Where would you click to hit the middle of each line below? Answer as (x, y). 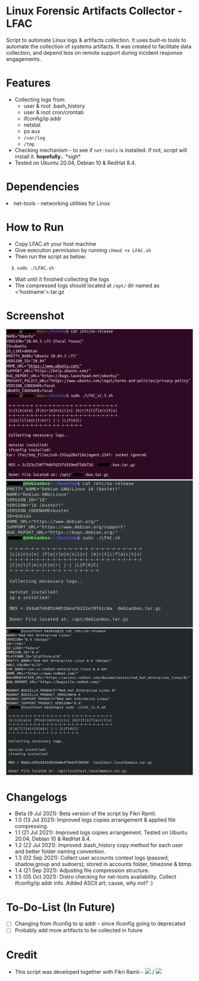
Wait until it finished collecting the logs (62, 279)
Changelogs (37, 797)
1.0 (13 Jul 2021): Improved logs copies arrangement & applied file (95, 820)
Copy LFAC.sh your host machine (55, 244)
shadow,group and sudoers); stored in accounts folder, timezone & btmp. (104, 864)
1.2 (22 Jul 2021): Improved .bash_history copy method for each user (99, 845)
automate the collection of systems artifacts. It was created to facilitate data (99, 46)
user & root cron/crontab (54, 112)
